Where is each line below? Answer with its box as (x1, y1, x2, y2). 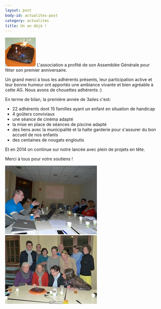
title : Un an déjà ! (5, 23, 47, 28)
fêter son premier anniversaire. (5, 67, 68, 73)
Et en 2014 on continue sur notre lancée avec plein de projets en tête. (5, 146, 145, 152)
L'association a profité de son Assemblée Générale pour (36, 62, 150, 68)
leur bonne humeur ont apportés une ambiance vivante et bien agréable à (5, 82, 154, 88)
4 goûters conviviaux (12, 111, 55, 117)
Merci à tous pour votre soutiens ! (5, 156, 73, 162)
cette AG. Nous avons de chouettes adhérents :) (5, 87, 102, 93)
